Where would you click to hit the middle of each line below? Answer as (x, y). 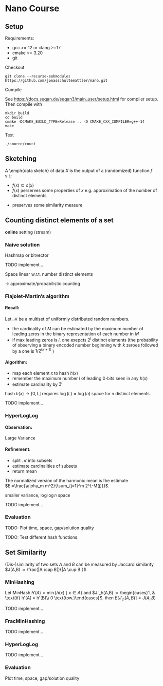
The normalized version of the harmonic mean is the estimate (67, 480)
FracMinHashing (25, 621)
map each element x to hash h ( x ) (45, 373)
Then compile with (24, 104)
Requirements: (19, 38)
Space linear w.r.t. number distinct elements (49, 274)
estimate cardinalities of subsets (45, 466)
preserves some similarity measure (47, 205)
